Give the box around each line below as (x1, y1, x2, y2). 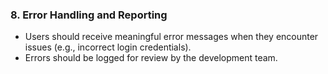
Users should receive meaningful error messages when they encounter (24, 31, 319, 43)
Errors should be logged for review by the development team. (24, 52, 278, 64)
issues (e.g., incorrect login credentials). (24, 41, 192, 53)
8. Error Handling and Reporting (10, 8, 168, 22)
